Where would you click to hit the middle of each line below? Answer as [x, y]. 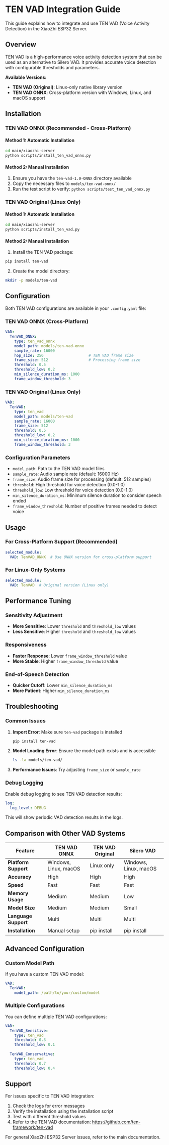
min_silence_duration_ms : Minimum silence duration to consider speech [87, 495]
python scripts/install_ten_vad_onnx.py [48, 156]
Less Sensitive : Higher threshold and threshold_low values [74, 632]
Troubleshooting [32, 706]
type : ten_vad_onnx [35, 341]
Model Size [21, 908]
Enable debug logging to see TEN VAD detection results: [64, 794]
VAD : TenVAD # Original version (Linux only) [59, 585]
